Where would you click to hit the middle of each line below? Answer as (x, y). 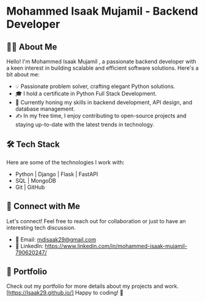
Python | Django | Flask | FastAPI (57, 174)
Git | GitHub (30, 187)
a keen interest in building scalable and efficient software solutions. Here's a (102, 68)
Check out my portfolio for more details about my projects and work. (93, 286)
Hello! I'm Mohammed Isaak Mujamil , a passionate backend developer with (102, 61)
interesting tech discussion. (41, 227)
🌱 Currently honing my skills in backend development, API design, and (104, 102)
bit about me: (23, 74)
